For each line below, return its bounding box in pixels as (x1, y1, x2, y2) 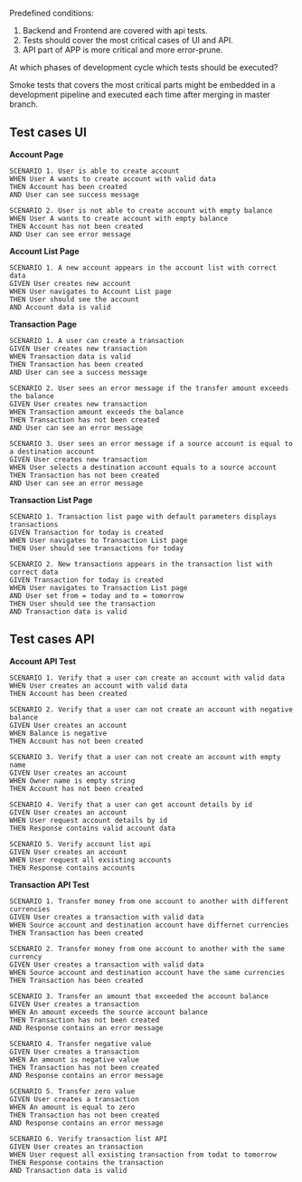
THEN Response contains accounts (9, 863, 136, 872)
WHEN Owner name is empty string (9, 776, 136, 786)
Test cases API (9, 632, 95, 647)
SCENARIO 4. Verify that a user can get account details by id (9, 800, 253, 809)
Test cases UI (9, 125, 88, 140)
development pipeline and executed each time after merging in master (9, 90, 271, 100)
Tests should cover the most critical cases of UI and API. (22, 35, 233, 45)
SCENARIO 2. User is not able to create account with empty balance (9, 205, 273, 215)
